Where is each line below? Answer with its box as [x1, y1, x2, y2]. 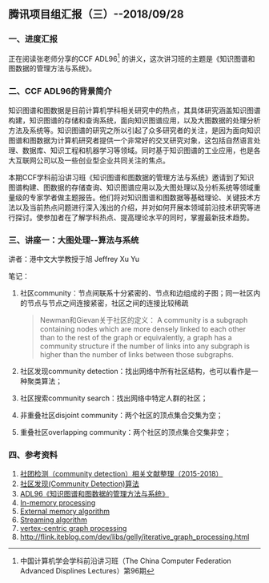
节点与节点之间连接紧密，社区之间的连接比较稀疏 [26, 298, 189, 308]
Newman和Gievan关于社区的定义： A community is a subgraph [39, 315, 248, 324]
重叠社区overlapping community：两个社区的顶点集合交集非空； [19, 427, 232, 436]
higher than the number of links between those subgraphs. [39, 349, 234, 359]
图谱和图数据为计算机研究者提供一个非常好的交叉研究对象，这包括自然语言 [8, 135, 254, 145]
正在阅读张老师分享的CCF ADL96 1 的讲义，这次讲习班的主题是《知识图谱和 [8, 52, 255, 63]
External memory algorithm [19, 507, 110, 517]
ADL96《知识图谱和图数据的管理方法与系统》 [19, 489, 170, 499]
